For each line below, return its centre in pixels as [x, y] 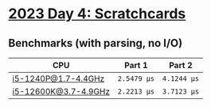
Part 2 [180, 65]
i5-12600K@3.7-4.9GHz [61, 92]
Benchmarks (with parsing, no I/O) [96, 43]
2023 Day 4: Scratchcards [97, 14]
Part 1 [137, 65]
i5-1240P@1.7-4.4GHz [59, 78]
